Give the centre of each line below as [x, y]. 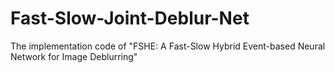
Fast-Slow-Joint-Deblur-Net [130, 18]
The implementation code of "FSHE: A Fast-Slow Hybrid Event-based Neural [168, 46]
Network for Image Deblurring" [74, 56]
